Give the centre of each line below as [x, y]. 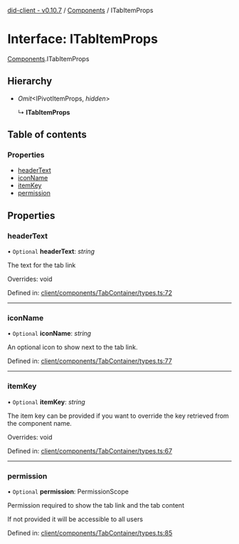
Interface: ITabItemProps [83, 39]
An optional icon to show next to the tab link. [73, 347]
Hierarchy [30, 81]
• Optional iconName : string [49, 334]
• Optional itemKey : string [46, 401]
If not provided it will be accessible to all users [75, 519]
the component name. [40, 423]
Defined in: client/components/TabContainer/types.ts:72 [90, 293]
